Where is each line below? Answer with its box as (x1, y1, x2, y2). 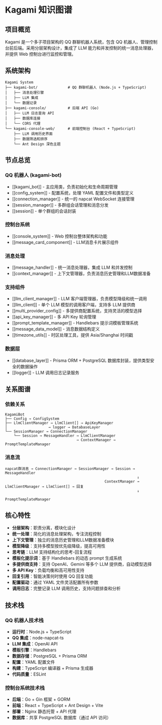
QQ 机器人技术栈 (5, 617, 44, 624)
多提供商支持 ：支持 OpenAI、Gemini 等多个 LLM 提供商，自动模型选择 (12, 561, 152, 567)
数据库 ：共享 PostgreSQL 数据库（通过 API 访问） (12, 715, 111, 721)
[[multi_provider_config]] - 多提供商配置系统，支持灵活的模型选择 (12, 308, 142, 314)
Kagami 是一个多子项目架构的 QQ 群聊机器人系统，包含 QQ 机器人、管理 (5, 39, 149, 45)
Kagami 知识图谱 (5, 4, 73, 16)
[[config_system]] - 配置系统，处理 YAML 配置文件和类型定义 (12, 190, 134, 195)
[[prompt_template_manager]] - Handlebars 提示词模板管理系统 (12, 320, 139, 326)
